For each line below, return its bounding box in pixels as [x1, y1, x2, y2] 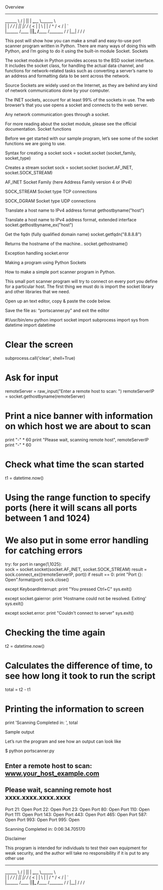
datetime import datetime [5, 322, 56, 328]
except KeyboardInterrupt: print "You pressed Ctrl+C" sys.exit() [5, 586, 132, 592]
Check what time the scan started [5, 459, 144, 470]
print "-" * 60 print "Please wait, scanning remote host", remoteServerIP [5, 437, 149, 442]
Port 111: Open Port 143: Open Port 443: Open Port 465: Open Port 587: [5, 811, 147, 817]
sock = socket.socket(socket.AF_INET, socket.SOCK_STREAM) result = [5, 566, 147, 572]
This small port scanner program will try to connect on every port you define [5, 279, 158, 284]
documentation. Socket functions [5, 126, 72, 132]
